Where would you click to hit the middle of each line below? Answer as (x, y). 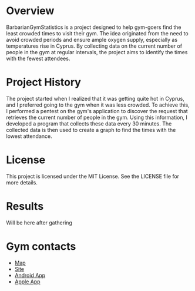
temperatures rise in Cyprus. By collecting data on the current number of (94, 46)
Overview (30, 11)
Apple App (27, 282)
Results (25, 206)
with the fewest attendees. (38, 58)
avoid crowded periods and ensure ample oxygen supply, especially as (92, 39)
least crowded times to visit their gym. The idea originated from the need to (97, 33)
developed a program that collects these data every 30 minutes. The (89, 123)
